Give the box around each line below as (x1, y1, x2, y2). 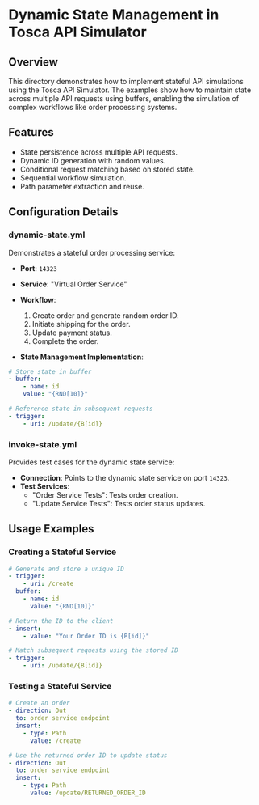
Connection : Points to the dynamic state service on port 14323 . (19, 472, 230, 482)
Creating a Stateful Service (8, 546, 117, 557)
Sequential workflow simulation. (19, 172, 127, 183)
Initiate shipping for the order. (31, 319, 131, 328)
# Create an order (8, 699, 70, 707)
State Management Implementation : (19, 352, 144, 362)
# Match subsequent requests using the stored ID (8, 646, 179, 655)
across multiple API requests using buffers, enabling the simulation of (8, 94, 240, 103)
